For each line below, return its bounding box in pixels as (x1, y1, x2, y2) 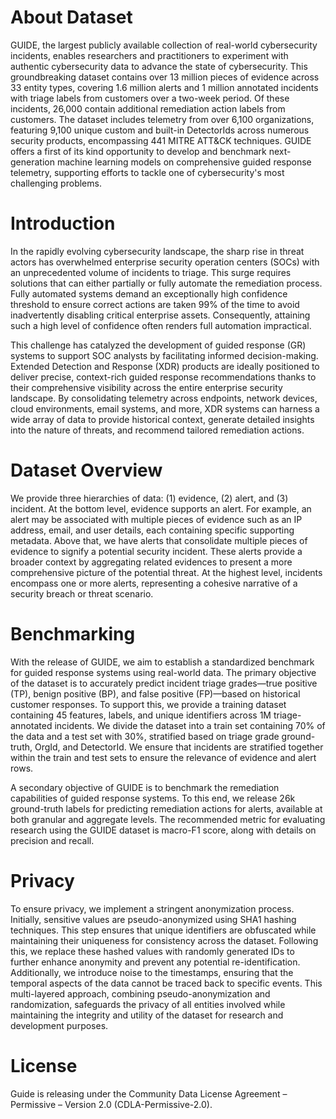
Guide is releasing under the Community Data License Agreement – (10, 1087, 288, 1100)
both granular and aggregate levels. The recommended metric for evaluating (10, 813, 326, 825)
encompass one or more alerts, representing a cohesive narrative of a (10, 577, 298, 589)
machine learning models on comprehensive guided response (56, 156, 312, 168)
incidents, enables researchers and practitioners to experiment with (10, 49, 289, 61)
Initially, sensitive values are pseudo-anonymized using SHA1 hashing (10, 913, 297, 925)
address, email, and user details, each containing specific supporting (10, 524, 295, 536)
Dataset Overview (10, 459, 163, 482)
